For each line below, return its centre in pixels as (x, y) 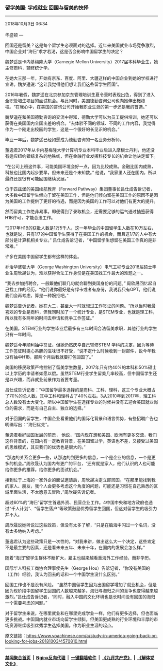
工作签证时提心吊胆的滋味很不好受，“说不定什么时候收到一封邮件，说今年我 (81, 351)
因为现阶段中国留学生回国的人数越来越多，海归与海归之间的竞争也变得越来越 (81, 591)
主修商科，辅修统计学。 (28, 68)
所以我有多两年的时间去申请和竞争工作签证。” (50, 318)
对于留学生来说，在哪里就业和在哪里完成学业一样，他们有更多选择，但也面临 (81, 613)
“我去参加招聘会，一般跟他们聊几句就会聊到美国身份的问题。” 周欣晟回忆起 (79, 283)
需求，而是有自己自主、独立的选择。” (49, 408)
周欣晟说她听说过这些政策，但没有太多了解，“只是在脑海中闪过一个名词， (78, 525)
